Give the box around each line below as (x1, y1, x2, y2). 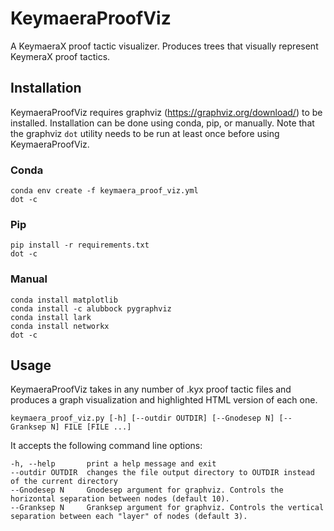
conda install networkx (10, 321, 110, 331)
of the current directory (10, 477, 118, 487)
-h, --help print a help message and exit (10, 459, 217, 469)
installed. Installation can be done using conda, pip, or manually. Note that (10, 117, 315, 129)
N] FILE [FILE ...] (50, 422, 132, 432)
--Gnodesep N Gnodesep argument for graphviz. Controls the (10, 485, 284, 496)
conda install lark (10, 312, 92, 322)
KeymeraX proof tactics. (10, 50, 111, 62)
